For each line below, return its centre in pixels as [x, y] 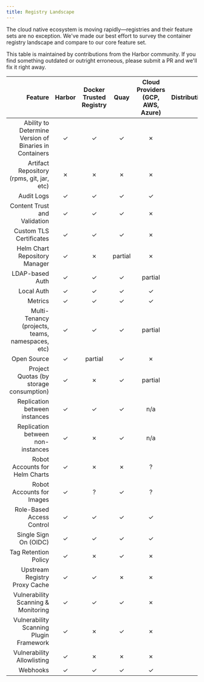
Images [39, 499]
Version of [35, 138]
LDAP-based [31, 273]
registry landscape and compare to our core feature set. [76, 42]
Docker [94, 90]
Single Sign [33, 535]
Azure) [151, 112]
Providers [151, 90]
